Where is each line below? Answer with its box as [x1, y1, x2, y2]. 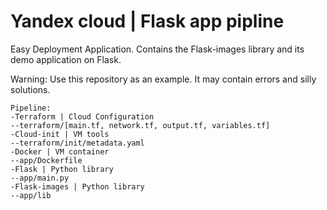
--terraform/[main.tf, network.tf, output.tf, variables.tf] [10, 120, 271, 130]
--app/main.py [10, 173, 70, 183]
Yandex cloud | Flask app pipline [10, 10, 285, 33]
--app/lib [10, 190, 52, 200]
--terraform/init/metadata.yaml [10, 138, 145, 148]
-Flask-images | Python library [10, 181, 145, 192]
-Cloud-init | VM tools [10, 129, 110, 139]
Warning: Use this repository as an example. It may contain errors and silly [10, 73, 317, 85]
